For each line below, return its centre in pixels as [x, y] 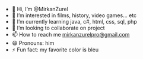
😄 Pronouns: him [33, 43]
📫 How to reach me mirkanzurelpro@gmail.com [71, 35]
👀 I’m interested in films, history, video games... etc [74, 15]
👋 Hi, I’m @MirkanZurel [40, 9]
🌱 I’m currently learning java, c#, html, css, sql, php [74, 22]
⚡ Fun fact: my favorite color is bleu [55, 50]
